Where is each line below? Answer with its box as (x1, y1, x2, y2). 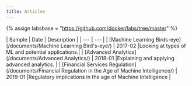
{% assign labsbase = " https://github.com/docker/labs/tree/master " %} (6, 25, 178, 32)
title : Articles (6, 8, 46, 15)
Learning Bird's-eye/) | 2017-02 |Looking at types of (60, 42, 186, 49)
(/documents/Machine (6, 42, 60, 49)
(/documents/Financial (6, 67, 60, 74)
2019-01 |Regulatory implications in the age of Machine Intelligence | (6, 73, 171, 80)
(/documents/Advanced (6, 54, 63, 61)
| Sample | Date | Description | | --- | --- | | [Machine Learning (6, 36, 155, 43)
